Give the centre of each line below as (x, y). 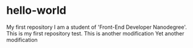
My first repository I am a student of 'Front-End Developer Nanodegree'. (97, 27)
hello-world (37, 10)
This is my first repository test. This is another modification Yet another (95, 33)
